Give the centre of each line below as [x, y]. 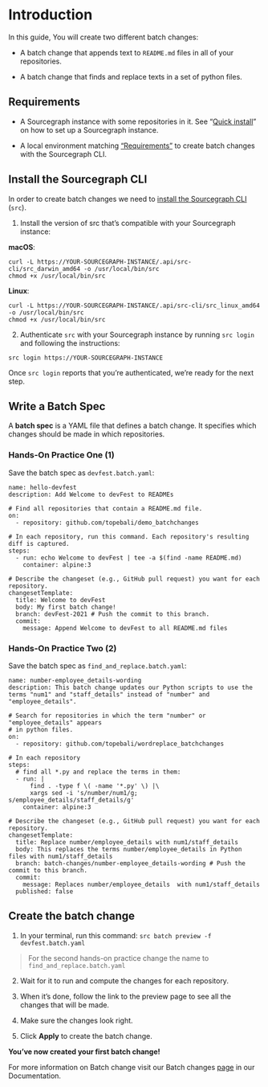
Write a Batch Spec [57, 406]
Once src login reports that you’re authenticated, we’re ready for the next [131, 372]
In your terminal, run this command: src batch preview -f [116, 935]
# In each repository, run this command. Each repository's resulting [129, 536]
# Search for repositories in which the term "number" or [107, 716]
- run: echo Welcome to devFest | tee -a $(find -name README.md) [129, 558]
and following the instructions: [70, 343]
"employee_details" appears [55, 722]
